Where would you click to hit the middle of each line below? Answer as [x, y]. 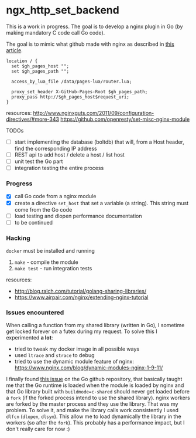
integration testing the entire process [59, 168]
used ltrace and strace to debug [54, 355]
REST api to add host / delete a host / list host [69, 155]
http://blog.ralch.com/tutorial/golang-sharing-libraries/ [80, 291]
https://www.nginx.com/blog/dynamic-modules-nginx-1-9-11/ [89, 368]
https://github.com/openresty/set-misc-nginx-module [125, 119]
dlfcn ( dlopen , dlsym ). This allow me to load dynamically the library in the [94, 416]
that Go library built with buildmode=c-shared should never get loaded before [98, 392]
